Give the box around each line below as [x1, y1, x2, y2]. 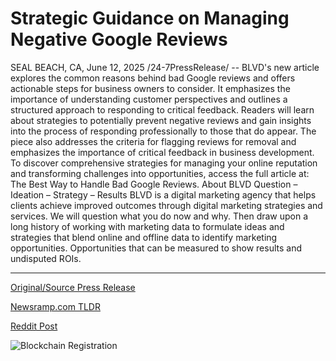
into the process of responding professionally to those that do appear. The [10, 125, 317, 137]
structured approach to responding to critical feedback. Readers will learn [10, 103, 315, 116]
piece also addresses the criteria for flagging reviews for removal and [10, 135, 297, 147]
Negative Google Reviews [10, 28, 228, 51]
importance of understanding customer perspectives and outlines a [10, 93, 288, 105]
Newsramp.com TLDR [10, 300, 101, 312]
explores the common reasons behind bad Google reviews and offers [10, 72, 296, 84]
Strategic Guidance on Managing [10, 7, 290, 30]
